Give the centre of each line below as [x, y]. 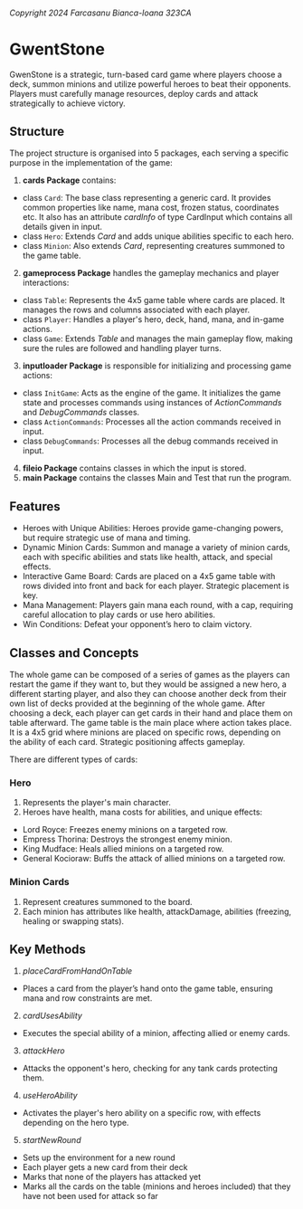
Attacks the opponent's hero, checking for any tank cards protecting [150, 1069]
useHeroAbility [50, 1096]
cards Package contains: [69, 180]
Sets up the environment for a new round [99, 1157]
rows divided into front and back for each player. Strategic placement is [156, 586]
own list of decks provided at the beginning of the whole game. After [137, 703]
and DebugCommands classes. [81, 413]
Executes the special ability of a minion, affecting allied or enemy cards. [156, 1033]
